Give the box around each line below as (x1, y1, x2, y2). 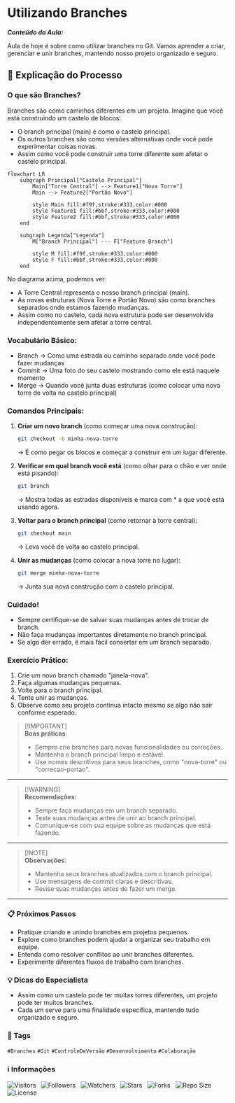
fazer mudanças (17, 358, 65, 367)
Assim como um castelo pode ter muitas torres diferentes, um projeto (17, 990, 218, 999)
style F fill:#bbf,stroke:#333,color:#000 (32, 256, 158, 263)
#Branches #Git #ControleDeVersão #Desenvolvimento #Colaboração (7, 1048, 196, 1055)
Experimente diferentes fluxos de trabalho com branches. (17, 957, 184, 966)
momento (17, 373, 45, 382)
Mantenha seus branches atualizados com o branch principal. (34, 870, 213, 878)
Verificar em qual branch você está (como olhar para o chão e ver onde (17, 462, 227, 470)
